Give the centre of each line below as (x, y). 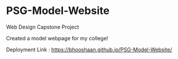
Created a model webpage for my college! (57, 38)
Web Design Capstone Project (43, 27)
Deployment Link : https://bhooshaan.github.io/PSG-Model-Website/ (89, 49)
